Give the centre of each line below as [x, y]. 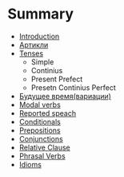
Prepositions [40, 130]
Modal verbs [40, 105]
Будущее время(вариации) [65, 96]
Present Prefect [57, 79]
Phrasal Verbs [42, 156]
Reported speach [48, 113]
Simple [42, 62]
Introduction [39, 36]
